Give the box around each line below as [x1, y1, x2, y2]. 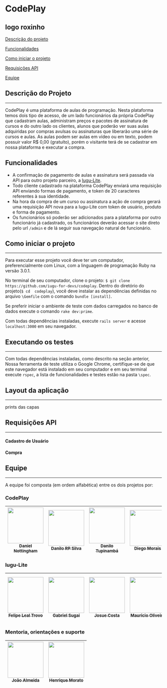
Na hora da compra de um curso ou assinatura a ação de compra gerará [12, 198, 161, 205]
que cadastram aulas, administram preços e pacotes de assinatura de [5, 118, 148, 124]
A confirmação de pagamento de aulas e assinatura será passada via [12, 172, 154, 178]
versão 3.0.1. [5, 268, 31, 274]
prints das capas [5, 404, 40, 410]
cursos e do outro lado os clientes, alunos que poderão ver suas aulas [5, 123, 149, 129]
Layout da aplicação [5, 386, 69, 395]
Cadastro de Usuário [5, 438, 49, 444]
